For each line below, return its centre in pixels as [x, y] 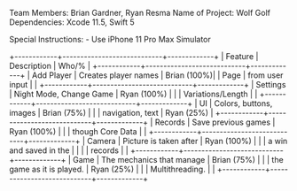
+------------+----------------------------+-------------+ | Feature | [134, 56]
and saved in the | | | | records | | [69, 150]
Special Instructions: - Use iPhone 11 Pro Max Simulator [110, 39]
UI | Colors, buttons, [236, 103]
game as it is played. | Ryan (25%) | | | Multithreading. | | [112, 169]
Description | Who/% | [50, 66]
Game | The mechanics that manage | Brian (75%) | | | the [178, 160]
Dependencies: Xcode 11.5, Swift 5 [72, 22]
